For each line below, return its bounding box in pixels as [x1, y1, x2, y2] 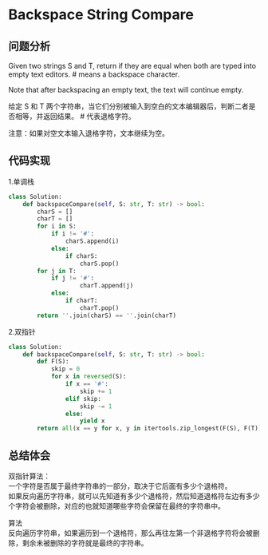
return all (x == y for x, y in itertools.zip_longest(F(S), [37, 425, 241, 433]
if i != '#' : [50, 230, 94, 238]
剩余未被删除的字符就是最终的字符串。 [22, 538, 148, 548]
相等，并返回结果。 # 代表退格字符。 [14, 112, 136, 121]
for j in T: [37, 267, 77, 275]
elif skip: [65, 394, 102, 402]
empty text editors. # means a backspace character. [8, 69, 180, 79]
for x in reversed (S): [50, 373, 127, 381]
